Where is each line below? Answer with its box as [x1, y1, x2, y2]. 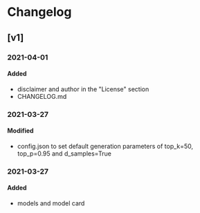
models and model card [17, 198, 85, 207]
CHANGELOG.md [17, 92, 67, 100]
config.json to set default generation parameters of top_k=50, [17, 142, 194, 150]
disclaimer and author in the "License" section [17, 84, 149, 93]
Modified [7, 127, 34, 135]
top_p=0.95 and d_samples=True [17, 149, 112, 158]
